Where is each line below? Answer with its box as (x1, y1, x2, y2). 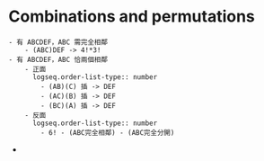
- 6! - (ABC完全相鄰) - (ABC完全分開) (40, 128, 175, 137)
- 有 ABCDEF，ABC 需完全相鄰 (8, 38, 109, 47)
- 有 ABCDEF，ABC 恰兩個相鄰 (8, 55, 109, 64)
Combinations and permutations (8, 6, 255, 27)
